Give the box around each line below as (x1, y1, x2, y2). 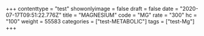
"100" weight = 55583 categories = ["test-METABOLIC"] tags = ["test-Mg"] (5, 18, 195, 25)
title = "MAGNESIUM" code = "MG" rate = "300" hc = (62, 11, 197, 19)
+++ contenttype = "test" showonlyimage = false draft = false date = (5, 5, 179, 12)
